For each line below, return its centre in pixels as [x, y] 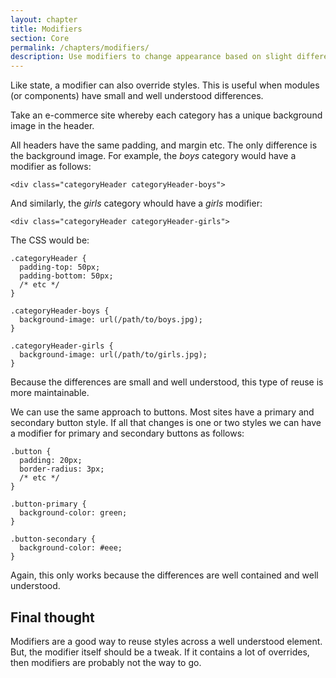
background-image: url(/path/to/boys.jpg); [111, 320]
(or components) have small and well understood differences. [137, 96]
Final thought [52, 617]
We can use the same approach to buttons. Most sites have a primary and [162, 412]
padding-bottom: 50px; [66, 276]
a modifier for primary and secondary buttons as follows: [127, 433]
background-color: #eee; [71, 548]
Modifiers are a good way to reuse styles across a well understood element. [166, 641]
